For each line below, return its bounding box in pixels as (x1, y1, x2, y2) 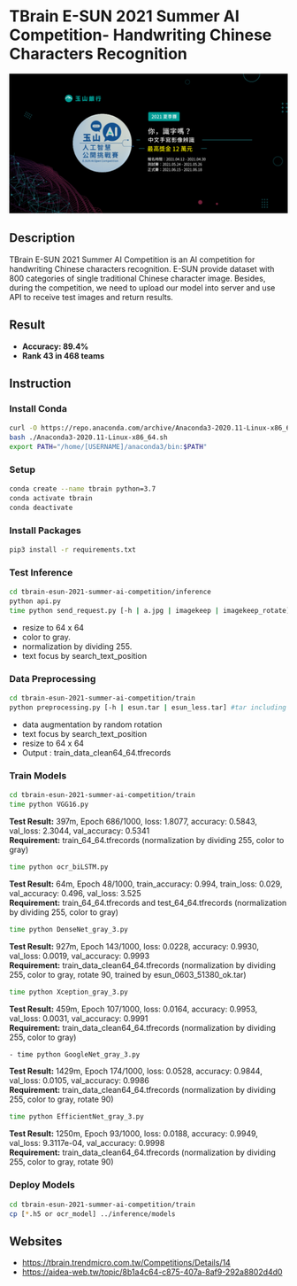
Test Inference (9, 566, 73, 578)
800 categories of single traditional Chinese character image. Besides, (9, 273, 266, 283)
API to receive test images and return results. (9, 291, 174, 302)
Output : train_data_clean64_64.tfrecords (21, 747, 171, 758)
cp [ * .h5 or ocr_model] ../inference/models (9, 1209, 176, 1219)
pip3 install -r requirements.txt (9, 546, 137, 554)
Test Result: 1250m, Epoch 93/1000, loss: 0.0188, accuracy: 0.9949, (9, 1128, 259, 1139)
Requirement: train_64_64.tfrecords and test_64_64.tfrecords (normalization (9, 897, 287, 908)
